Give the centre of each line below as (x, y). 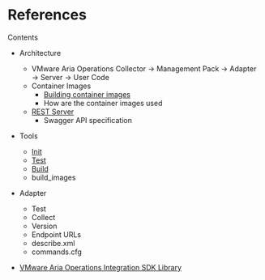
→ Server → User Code (71, 77)
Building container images (87, 94)
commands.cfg (56, 252)
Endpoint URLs (56, 234)
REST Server (53, 112)
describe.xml (53, 243)
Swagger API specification (88, 120)
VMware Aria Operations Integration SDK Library (100, 267)
